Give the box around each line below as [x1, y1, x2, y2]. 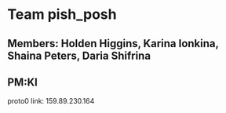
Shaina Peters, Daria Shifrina [7, 49, 151, 62]
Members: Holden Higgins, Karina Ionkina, [7, 37, 219, 50]
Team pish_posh [7, 5, 117, 24]
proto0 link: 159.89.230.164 [7, 97, 95, 106]
